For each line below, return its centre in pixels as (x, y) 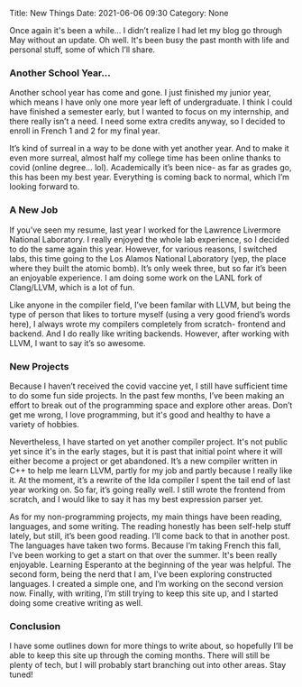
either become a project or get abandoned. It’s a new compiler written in (143, 461)
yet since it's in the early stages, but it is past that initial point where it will (146, 451)
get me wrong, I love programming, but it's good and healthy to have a (140, 415)
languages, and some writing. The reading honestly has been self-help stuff (150, 526)
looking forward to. (45, 187)
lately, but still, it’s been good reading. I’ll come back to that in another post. (150, 536)
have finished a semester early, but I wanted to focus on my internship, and (149, 112)
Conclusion (35, 626)
